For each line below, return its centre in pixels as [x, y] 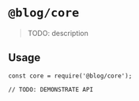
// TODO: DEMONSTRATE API [51, 89]
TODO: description [58, 33]
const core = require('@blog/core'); [70, 76]
